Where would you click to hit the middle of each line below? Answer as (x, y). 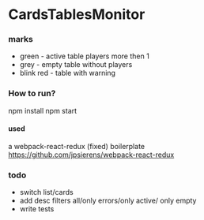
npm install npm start (43, 110)
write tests (37, 209)
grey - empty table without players (76, 65)
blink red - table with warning (68, 73)
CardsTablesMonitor (77, 15)
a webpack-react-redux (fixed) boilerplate (76, 146)
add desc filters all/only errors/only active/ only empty (108, 201)
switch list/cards (46, 192)
